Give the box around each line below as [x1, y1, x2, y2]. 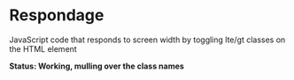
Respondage [9, 5, 104, 25]
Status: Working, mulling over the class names [9, 61, 184, 71]
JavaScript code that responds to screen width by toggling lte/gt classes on [9, 34, 286, 45]
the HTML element [9, 43, 77, 54]
